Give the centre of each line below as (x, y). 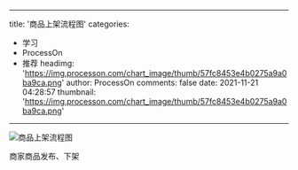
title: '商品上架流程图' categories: (70, 24)
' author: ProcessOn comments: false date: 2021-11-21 (160, 82)
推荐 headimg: (48, 63)
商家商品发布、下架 (44, 156)
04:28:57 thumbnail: (59, 92)
